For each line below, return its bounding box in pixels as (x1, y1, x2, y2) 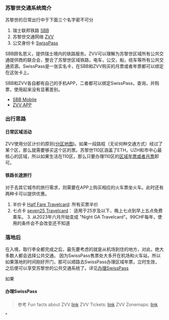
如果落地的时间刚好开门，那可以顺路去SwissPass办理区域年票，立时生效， (5, 259, 160, 265)
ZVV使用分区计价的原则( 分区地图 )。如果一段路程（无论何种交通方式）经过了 (5, 141, 163, 147)
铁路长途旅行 (5, 172, 32, 178)
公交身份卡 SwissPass (12, 40, 58, 46)
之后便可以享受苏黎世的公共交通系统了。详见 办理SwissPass (5, 265, 129, 271)
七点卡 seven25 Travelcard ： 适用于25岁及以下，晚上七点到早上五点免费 (12, 207, 163, 214)
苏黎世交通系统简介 (5, 4, 52, 11)
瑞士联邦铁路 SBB (12, 28, 49, 34)
